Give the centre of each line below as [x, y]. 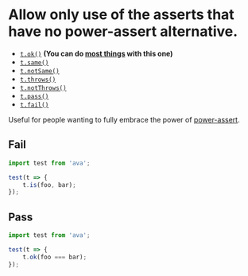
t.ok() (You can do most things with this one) [96, 53]
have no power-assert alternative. [123, 31]
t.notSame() [39, 71]
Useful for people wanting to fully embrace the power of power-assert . [124, 119]
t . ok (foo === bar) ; [55, 257]
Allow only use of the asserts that [121, 15]
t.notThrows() [43, 88]
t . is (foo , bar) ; [50, 185]
